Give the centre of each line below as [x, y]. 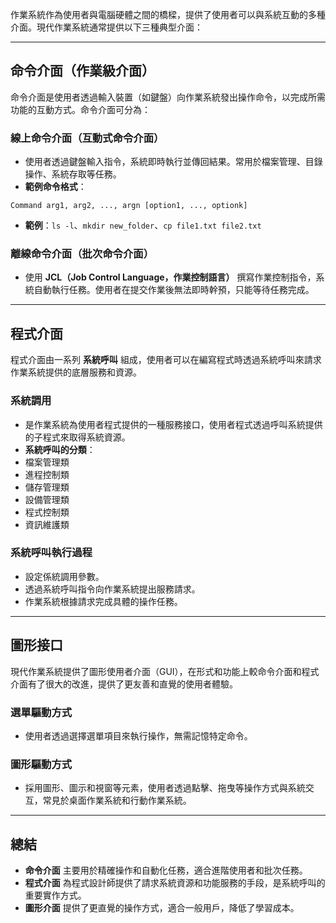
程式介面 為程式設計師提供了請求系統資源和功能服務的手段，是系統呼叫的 [175, 883]
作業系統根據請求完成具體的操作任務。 [103, 601]
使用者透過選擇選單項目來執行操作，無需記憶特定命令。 [138, 735]
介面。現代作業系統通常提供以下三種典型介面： [106, 27]
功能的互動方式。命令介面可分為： [80, 109]
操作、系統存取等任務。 [73, 174]
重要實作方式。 [55, 895]
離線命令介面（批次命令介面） [82, 254]
